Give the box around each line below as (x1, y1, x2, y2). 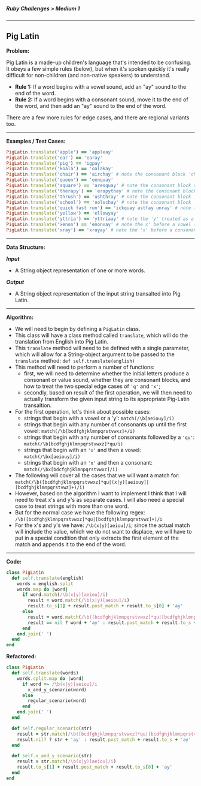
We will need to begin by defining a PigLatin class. (14, 325, 141, 332)
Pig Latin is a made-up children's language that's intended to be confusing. (6, 59, 191, 66)
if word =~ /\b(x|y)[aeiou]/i (22, 681, 98, 687)
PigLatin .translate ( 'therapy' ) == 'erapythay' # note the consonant (6, 188, 181, 194)
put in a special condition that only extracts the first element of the (14, 534, 179, 541)
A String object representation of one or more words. (14, 267, 145, 274)
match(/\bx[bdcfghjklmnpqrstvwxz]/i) (23, 466, 118, 472)
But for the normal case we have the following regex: (14, 508, 145, 516)
